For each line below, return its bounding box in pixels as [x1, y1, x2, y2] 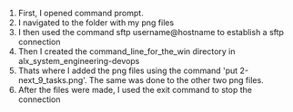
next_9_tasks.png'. [17, 75, 88, 85]
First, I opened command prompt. [17, 8, 144, 18]
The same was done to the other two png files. [89, 75, 264, 85]
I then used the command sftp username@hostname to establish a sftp [17, 27, 285, 37]
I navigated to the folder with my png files [17, 17, 175, 28]
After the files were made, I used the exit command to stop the [17, 85, 253, 95]
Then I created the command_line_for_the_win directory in [17, 46, 236, 57]
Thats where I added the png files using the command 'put [17, 65, 238, 76]
